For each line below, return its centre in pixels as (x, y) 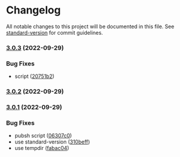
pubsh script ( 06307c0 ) (43, 136)
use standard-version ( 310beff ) (52, 142)
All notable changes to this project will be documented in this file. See (90, 26)
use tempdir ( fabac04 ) (42, 148)
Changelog (33, 10)
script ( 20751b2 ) (34, 76)
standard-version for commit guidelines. (55, 32)
